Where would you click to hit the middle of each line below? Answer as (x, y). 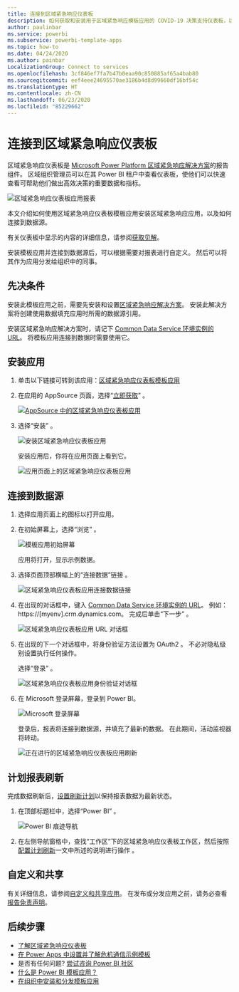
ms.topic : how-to (33, 47)
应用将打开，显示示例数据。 (58, 560)
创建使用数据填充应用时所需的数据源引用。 (82, 313)
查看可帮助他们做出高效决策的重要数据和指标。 (76, 183)
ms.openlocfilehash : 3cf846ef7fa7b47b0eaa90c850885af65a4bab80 (103, 73)
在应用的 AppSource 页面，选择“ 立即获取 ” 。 (83, 395)
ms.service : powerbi (38, 34)
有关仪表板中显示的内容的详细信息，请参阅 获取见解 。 (85, 237)
